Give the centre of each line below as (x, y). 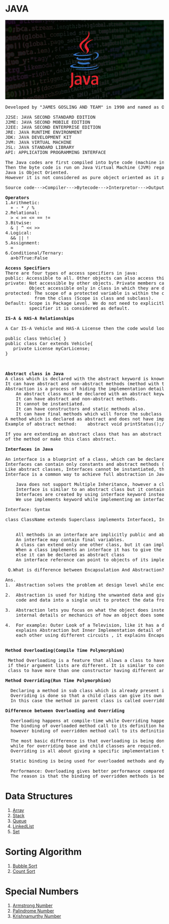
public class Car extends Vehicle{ (49, 344)
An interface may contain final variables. (70, 540)
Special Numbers (42, 892)
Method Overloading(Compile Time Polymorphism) (65, 650)
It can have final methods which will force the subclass (89, 414)
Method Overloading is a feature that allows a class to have (86, 660)
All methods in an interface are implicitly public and (86, 535)
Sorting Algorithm (44, 852)
